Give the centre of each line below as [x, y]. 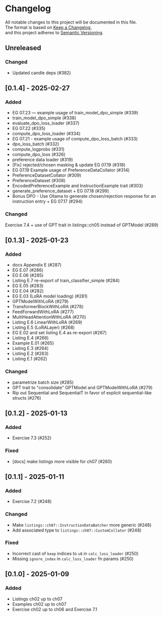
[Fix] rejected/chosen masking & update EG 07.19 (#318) [69, 165]
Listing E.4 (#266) [30, 338]
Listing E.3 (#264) [30, 349]
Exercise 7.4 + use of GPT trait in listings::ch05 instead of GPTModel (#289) [82, 225]
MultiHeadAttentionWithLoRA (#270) [49, 317]
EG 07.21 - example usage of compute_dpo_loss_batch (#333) [75, 139]
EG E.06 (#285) [28, 275]
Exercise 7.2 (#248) [32, 502]
